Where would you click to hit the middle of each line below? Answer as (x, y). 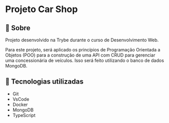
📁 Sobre (18, 28)
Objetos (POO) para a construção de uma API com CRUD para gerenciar (80, 55)
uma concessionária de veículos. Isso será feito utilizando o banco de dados (85, 60)
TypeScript (24, 115)
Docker (20, 104)
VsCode (21, 99)
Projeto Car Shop (42, 9)
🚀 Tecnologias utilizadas (44, 82)
